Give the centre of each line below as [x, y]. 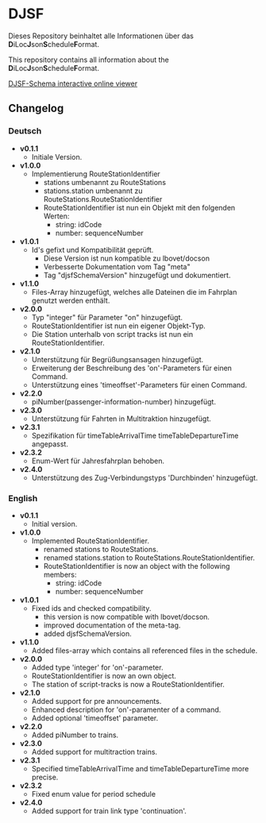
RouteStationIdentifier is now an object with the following [137, 566]
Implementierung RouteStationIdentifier [96, 174]
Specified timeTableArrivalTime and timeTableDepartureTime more [140, 768]
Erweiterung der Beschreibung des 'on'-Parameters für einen [132, 368]
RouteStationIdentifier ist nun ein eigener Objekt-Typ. [119, 326]
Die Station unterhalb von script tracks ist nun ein [112, 334]
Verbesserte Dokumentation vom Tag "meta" [117, 266]
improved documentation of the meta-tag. [112, 625]
